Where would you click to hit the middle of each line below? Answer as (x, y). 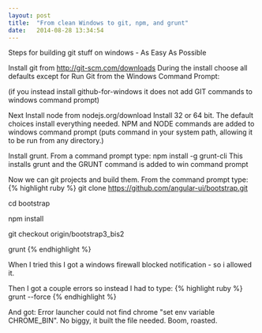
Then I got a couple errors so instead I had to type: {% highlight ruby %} (125, 289)
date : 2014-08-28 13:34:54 (56, 30)
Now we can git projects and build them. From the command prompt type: (128, 180)
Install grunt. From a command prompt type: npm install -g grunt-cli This (125, 156)
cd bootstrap (29, 203)
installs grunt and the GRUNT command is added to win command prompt (128, 165)
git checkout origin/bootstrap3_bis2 (66, 234)
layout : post (30, 15)
